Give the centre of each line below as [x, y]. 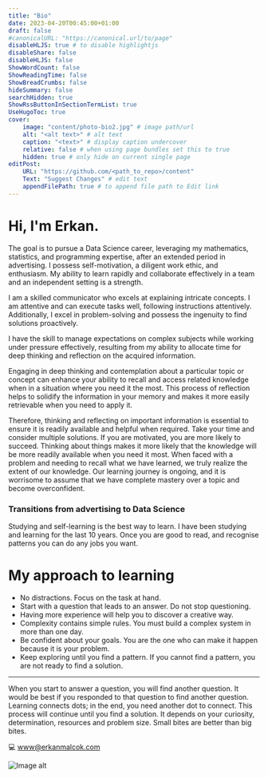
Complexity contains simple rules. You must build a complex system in [135, 623]
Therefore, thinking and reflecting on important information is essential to [128, 420]
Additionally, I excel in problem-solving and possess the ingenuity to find [128, 314]
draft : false [30, 30]
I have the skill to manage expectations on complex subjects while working [131, 338]
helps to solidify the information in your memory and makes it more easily [129, 396]
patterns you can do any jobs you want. [73, 543]
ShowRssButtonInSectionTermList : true [73, 105]
